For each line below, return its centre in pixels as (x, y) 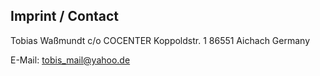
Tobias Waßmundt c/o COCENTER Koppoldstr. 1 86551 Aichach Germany (160, 40)
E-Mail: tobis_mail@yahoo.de (70, 60)
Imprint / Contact (65, 16)
